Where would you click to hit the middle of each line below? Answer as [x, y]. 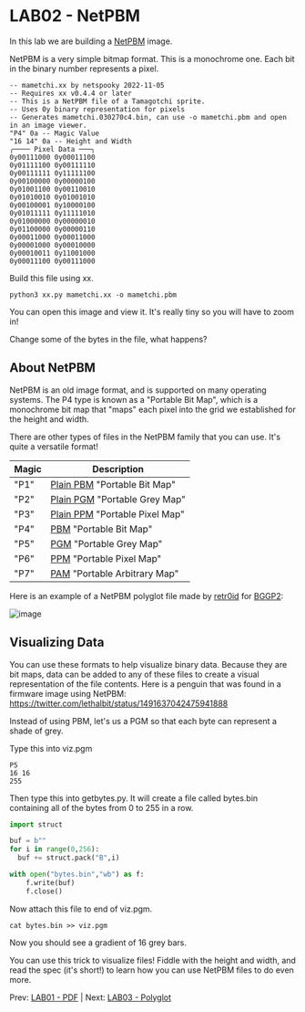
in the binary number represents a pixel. [84, 69]
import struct [36, 824]
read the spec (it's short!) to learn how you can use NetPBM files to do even [152, 970]
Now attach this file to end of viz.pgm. [81, 909]
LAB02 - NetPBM [75, 16]
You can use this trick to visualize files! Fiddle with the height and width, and [152, 960]
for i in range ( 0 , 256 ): [55, 849]
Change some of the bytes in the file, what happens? [108, 339]
